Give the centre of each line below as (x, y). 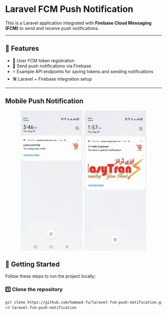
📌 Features (22, 49)
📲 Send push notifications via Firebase (52, 66)
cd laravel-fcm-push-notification (41, 308)
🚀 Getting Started (33, 264)
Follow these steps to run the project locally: (50, 276)
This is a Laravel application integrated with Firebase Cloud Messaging (78, 23)
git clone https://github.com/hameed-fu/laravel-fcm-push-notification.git (85, 302)
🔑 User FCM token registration (43, 60)
